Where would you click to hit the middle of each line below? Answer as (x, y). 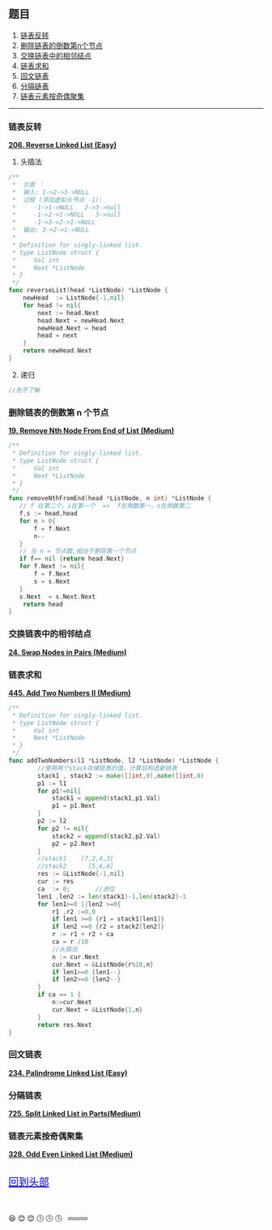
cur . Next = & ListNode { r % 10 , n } (102, 965)
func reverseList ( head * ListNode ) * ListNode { (88, 291)
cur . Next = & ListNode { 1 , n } (97, 1010)
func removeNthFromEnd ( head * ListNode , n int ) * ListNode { (110, 498)
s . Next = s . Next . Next (57, 597)
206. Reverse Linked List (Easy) (63, 145)
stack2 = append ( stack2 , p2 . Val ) (106, 836)
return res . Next (65, 1025)
